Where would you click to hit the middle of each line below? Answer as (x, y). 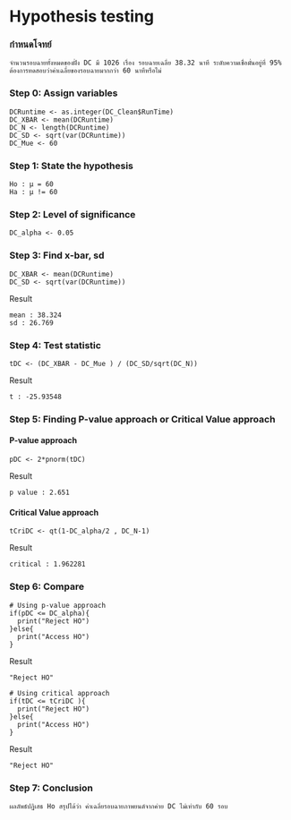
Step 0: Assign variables (64, 93)
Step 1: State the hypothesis (72, 166)
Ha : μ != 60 (34, 192)
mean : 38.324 (36, 315)
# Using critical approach (60, 693)
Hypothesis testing (82, 17)
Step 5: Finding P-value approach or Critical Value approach (142, 419)
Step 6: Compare (47, 586)
